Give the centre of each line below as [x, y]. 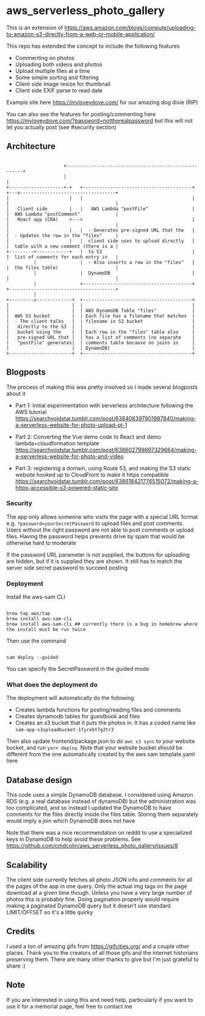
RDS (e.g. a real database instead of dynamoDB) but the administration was [101, 801]
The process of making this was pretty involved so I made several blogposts [102, 387]
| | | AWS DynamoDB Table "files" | [101, 310]
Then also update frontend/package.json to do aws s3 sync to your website [101, 741]
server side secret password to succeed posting [67, 568]
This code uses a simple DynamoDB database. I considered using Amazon [100, 795]
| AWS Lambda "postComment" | [63, 214]
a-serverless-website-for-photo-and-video [69, 456]
